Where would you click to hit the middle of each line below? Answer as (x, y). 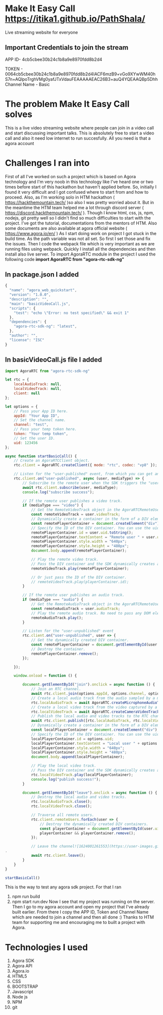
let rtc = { (17, 380)
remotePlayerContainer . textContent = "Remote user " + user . (94, 537)
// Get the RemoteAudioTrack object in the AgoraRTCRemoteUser (96, 604)
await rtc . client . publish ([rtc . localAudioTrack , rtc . (86, 721)
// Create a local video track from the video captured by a (94, 707)
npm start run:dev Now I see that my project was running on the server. (83, 902)
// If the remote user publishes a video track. (73, 501)
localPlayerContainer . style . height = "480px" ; (79, 753)
